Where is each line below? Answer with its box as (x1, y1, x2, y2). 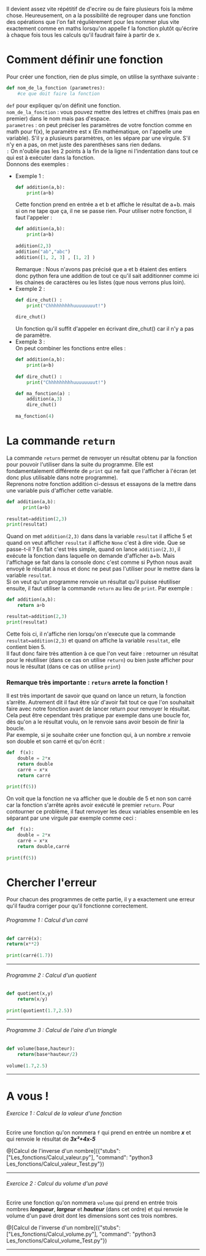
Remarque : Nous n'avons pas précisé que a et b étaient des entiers (15, 265, 187, 272)
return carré (17, 772, 51, 779)
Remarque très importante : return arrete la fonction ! (6, 678, 169, 687)
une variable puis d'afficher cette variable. (6, 487, 113, 494)
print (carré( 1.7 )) (6, 952, 53, 959)
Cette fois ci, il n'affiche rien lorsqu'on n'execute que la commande (6, 630, 176, 638)
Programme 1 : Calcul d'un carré (6, 916, 89, 923)
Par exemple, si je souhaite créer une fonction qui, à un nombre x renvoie (6, 731, 191, 739)
